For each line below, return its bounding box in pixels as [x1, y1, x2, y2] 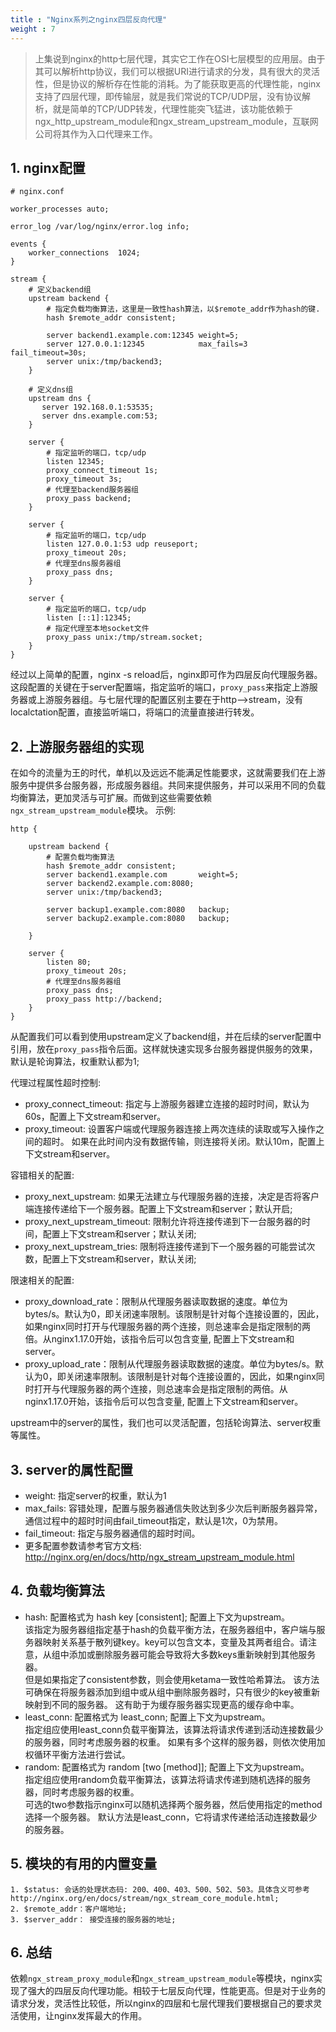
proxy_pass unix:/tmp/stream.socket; [46, 632, 203, 643]
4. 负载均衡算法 [10, 1582, 105, 1600]
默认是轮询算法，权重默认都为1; [10, 1056, 140, 1068]
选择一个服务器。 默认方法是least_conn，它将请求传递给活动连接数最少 [24, 1811, 318, 1823]
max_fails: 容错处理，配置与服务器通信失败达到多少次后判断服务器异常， [24, 1502, 323, 1514]
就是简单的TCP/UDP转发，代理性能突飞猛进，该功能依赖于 [52, 102, 294, 115]
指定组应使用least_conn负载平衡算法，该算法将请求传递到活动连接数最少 [24, 1723, 324, 1735]
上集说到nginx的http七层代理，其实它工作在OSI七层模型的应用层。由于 [34, 52, 326, 65]
